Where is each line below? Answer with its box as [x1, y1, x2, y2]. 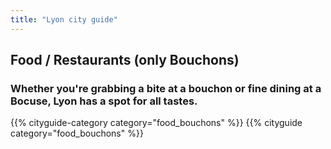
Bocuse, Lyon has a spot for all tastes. [10, 94, 198, 108]
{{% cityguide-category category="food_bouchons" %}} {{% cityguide [10, 117, 303, 129]
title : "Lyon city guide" [10, 14, 118, 25]
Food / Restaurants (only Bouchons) [10, 52, 240, 69]
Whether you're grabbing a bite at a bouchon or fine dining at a [10, 81, 322, 95]
